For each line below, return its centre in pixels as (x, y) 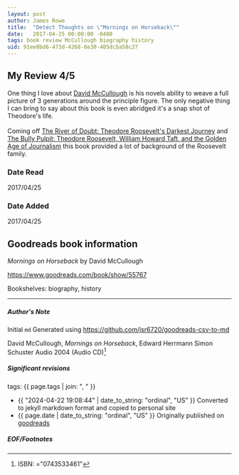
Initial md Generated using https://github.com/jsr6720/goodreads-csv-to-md (118, 330)
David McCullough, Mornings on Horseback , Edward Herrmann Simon (110, 343)
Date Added (28, 206)
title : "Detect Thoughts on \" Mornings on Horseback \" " (94, 27)
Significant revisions (39, 368)
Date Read (26, 172)
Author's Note (29, 311)
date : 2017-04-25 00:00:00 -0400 (60, 34)
